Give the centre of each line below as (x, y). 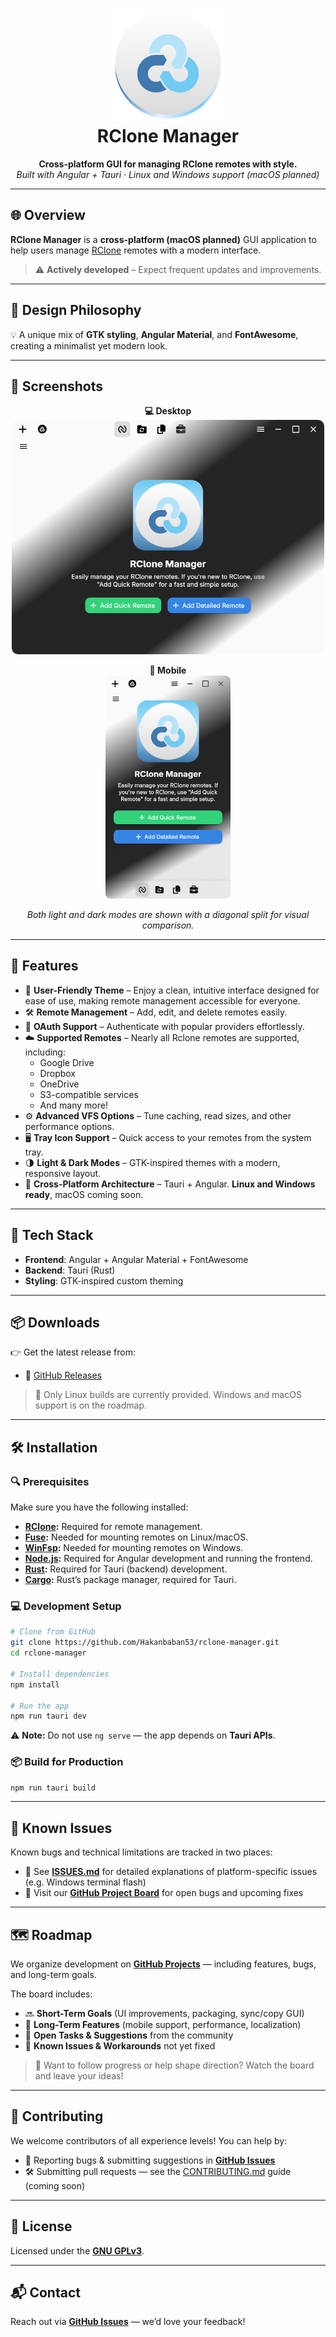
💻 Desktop (168, 411)
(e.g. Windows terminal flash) (85, 1882)
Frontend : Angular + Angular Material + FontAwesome (136, 1259)
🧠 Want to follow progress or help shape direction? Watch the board (174, 2065)
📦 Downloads (55, 1322)
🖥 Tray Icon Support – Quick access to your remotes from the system (168, 1137)
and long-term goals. (53, 1975)
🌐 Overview (48, 215)
